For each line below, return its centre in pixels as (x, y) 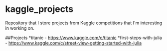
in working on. (20, 28)
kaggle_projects (39, 9)
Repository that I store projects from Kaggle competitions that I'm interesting (84, 23)
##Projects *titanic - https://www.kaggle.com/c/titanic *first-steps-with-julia (83, 38)
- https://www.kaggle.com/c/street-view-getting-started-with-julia (74, 43)
